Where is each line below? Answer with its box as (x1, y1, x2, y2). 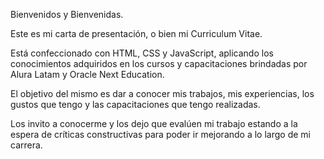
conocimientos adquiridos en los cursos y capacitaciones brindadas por (10, 58, 308, 69)
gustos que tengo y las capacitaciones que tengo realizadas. (10, 99, 261, 110)
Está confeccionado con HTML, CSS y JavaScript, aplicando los (10, 47, 274, 59)
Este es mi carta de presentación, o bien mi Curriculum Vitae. (10, 28, 263, 39)
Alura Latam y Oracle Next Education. (10, 69, 165, 80)
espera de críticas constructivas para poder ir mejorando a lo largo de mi (10, 129, 311, 140)
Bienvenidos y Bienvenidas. (10, 9, 124, 20)
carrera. (10, 139, 43, 151)
